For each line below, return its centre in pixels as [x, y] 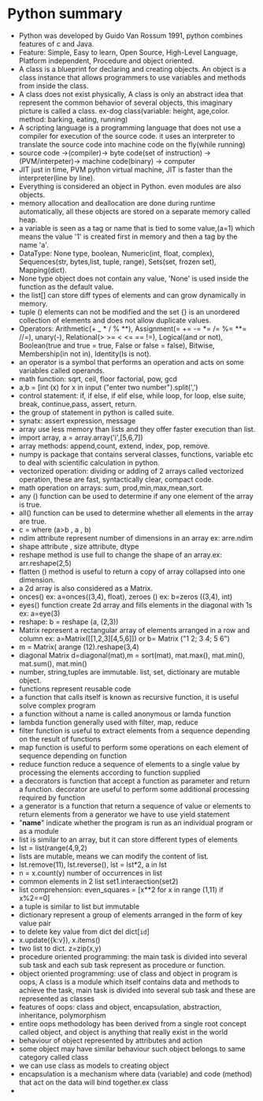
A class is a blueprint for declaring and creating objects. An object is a [132, 69]
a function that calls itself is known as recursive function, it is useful [129, 697]
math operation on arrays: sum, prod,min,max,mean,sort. [111, 487]
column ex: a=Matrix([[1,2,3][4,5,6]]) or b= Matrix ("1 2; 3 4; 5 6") [124, 638]
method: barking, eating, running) [73, 119]
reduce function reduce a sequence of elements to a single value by [130, 764]
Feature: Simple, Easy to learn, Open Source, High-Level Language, [128, 52]
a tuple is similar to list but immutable [79, 906]
